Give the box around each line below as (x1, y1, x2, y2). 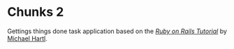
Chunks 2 (7, 4, 64, 20)
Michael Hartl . (7, 34, 47, 42)
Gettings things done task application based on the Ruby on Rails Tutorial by (7, 27, 227, 35)
